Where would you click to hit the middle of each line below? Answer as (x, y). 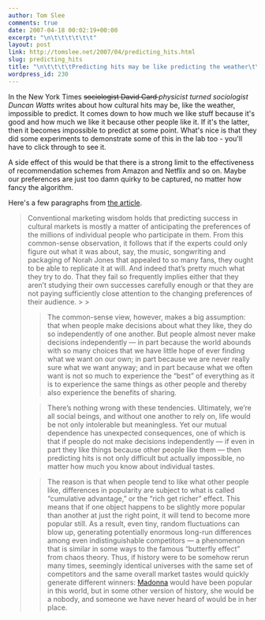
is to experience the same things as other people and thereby (147, 384)
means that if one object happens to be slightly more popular (146, 506)
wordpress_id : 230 (38, 74)
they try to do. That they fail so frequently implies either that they (133, 276)
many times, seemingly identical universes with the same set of (150, 566)
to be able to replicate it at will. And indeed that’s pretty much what (136, 268)
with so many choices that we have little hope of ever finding (146, 350)
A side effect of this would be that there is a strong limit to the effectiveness (131, 162)
